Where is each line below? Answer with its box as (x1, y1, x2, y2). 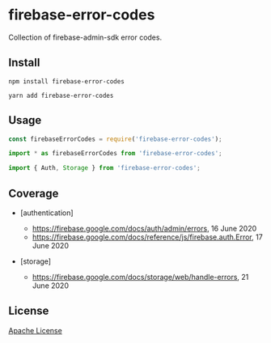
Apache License (8, 325, 62, 335)
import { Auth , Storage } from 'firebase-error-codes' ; (8, 164, 201, 172)
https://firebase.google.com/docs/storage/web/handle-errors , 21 (32, 273, 249, 282)
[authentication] (19, 208, 74, 218)
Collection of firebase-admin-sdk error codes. (8, 32, 163, 42)
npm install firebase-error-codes (8, 77, 125, 86)
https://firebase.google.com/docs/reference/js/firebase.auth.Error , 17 (32, 232, 263, 242)
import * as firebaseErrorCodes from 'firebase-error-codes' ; (8, 150, 222, 158)
